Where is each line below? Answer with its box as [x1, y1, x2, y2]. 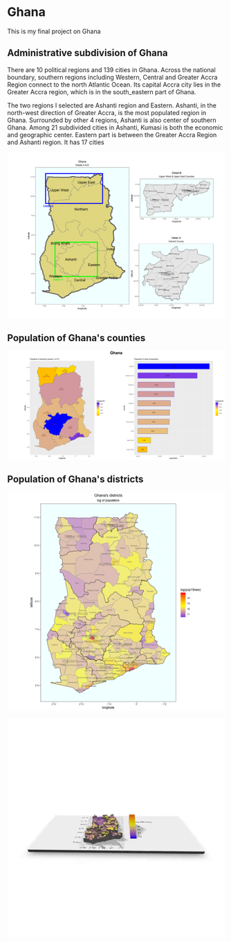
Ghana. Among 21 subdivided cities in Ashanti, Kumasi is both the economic [7, 123, 223, 132]
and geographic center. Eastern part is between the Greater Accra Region [7, 130, 217, 139]
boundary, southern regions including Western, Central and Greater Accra [7, 73, 218, 81]
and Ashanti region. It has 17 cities [7, 138, 105, 146]
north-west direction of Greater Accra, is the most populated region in [7, 108, 207, 116]
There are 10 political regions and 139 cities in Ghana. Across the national [7, 65, 216, 73]
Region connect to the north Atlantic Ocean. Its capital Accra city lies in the [7, 80, 221, 89]
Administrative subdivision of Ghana [7, 47, 168, 59]
